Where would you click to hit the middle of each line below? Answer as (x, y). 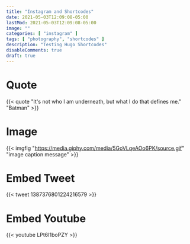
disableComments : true (34, 50)
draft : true (21, 56)
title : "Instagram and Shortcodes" (50, 12)
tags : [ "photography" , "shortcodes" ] (55, 39)
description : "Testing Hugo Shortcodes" (57, 45)
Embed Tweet (41, 178)
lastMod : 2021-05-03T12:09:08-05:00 (51, 23)
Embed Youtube (46, 218)
